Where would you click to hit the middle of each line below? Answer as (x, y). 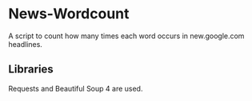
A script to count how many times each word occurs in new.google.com (126, 36)
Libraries (31, 70)
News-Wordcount (69, 14)
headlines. (25, 44)
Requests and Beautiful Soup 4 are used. (76, 88)
